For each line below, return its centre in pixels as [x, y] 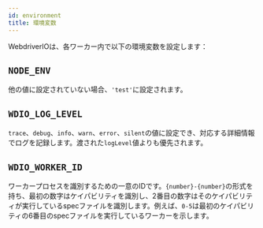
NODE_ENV [30, 70]
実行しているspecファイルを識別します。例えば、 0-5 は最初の [121, 205]
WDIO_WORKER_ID [45, 167]
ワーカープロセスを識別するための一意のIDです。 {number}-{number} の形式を [131, 185]
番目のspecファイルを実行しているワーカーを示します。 [123, 215]
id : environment [35, 15]
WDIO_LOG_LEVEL [45, 114]
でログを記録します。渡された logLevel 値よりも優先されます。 [108, 143]
